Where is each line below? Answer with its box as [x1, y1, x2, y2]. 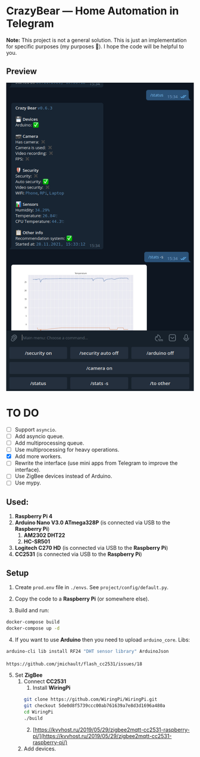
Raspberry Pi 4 [14, 513, 52, 520]
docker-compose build [6, 619, 60, 625]
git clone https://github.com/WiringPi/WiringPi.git [23, 696, 158, 703]
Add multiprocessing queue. [14, 439, 85, 447]
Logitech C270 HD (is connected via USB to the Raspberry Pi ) [14, 545, 168, 552]
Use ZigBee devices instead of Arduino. [14, 473, 112, 480]
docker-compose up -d [6, 625, 60, 631]
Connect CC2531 [23, 678, 67, 685]
